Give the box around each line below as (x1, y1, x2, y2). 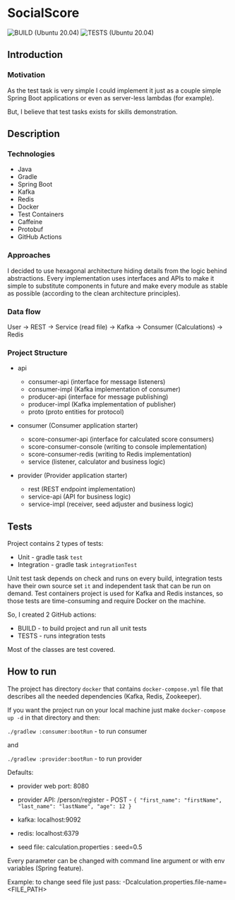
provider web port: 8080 (17, 781, 90, 790)
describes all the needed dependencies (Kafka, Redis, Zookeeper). (7, 691, 202, 701)
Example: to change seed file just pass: (7, 877, 121, 886)
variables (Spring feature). (7, 864, 83, 872)
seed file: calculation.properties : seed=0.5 (17, 843, 143, 851)
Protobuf (17, 225, 44, 234)
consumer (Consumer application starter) (17, 421, 138, 430)
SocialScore (7, 5, 80, 21)
